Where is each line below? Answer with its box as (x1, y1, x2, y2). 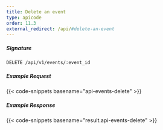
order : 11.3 (6, 20, 36, 26)
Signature (6, 44, 32, 51)
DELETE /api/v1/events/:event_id (6, 60, 91, 66)
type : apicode (6, 15, 42, 21)
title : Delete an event (6, 8, 66, 15)
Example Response (6, 101, 56, 109)
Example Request (6, 72, 51, 79)
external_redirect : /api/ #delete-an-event (6, 25, 115, 32)
